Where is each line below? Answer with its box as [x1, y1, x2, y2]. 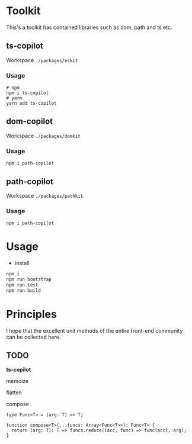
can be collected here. [6, 333, 61, 340]
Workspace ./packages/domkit [6, 132, 81, 139]
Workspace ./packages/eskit [6, 56, 78, 63]
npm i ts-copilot [6, 90, 49, 96]
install [14, 259, 30, 267]
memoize [6, 378, 29, 385]
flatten [6, 389, 22, 396]
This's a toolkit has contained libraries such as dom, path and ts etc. [6, 24, 173, 31]
